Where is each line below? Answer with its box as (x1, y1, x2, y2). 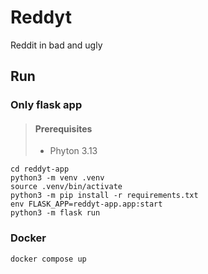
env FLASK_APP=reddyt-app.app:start (10, 199, 163, 210)
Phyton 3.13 (49, 145, 98, 157)
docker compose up (10, 254, 87, 264)
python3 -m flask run (10, 208, 101, 218)
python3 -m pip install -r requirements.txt (10, 191, 199, 201)
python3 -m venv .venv (10, 173, 105, 183)
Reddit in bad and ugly (10, 39, 103, 51)
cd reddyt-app (10, 164, 70, 175)
